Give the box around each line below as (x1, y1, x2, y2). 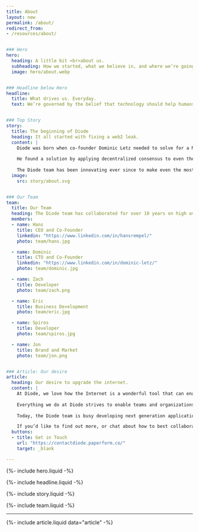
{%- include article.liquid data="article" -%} (6, 518, 114, 526)
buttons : (11, 429, 33, 435)
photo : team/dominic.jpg (17, 266, 78, 272)
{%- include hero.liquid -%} (6, 467, 74, 474)
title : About (6, 8, 38, 15)
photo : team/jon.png (17, 352, 68, 358)
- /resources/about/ (6, 31, 57, 37)
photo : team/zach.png (17, 287, 70, 293)
